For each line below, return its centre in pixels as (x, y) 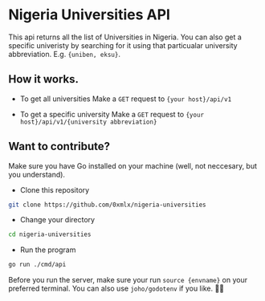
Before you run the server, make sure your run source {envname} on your (128, 280)
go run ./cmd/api (37, 265)
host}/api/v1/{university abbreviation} (88, 122)
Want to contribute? (59, 146)
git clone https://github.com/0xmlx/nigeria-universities (107, 205)
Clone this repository (55, 189)
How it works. (43, 79)
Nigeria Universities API (90, 15)
